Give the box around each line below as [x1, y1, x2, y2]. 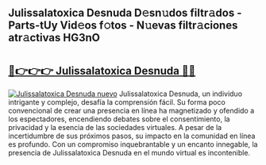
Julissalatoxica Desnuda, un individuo [118, 89, 243, 98]
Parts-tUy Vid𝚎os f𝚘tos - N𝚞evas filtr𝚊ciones [8, 19, 238, 33]
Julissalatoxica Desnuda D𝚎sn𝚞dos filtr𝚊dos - [8, 6, 242, 20]
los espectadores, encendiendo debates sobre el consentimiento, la [8, 114, 230, 124]
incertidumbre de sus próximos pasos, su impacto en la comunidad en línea [8, 131, 256, 140]
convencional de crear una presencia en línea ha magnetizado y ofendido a [8, 106, 255, 115]
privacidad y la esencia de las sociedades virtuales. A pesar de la [8, 123, 222, 132]
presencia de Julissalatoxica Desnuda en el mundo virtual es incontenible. [8, 148, 251, 157]
